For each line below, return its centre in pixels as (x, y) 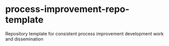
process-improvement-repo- (68, 9)
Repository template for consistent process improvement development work (85, 33)
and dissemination (24, 39)
